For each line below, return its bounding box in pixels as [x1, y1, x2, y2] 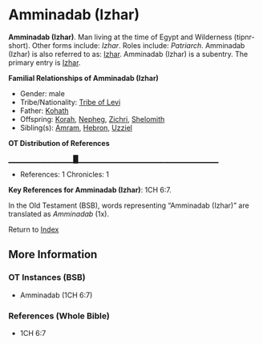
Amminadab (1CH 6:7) [19, 290, 93, 300]
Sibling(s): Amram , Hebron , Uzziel [19, 123, 132, 132]
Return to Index [8, 225, 59, 234]
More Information [8, 248, 98, 261]
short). [8, 40, 30, 50]
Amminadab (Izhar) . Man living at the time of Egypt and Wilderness [8, 32, 233, 42]
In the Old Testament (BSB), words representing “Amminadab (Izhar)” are [8, 200, 250, 210]
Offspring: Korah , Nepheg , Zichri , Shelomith [19, 114, 165, 123]
